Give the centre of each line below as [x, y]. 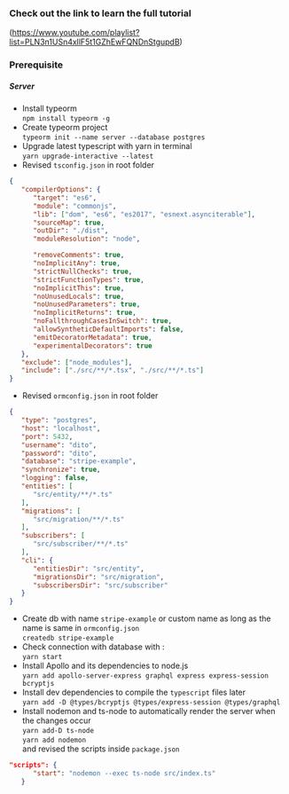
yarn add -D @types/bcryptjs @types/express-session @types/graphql [151, 703]
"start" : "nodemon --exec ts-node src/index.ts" [124, 774]
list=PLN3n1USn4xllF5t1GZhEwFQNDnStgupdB [94, 42]
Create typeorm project [65, 128]
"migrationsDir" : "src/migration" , [98, 577]
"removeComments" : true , [78, 255]
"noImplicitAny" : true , [77, 263]
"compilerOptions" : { [61, 190]
